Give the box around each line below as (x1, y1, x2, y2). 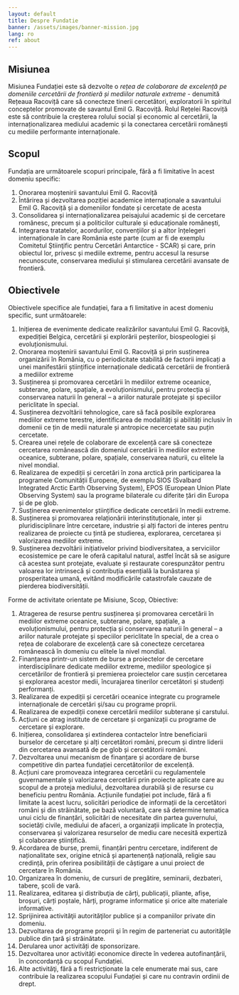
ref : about (8, 37, 41, 44)
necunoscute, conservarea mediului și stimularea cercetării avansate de (18, 256, 230, 265)
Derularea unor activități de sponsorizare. (18, 942, 141, 950)
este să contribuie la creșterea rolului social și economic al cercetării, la (8, 112, 218, 121)
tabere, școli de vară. (18, 881, 81, 890)
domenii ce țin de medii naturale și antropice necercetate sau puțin (18, 422, 214, 431)
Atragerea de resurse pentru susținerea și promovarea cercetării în (18, 609, 214, 617)
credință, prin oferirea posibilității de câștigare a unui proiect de (18, 858, 205, 867)
